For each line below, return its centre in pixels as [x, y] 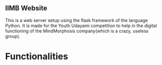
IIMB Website [26, 8]
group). [13, 36]
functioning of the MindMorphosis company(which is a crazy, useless [77, 31]
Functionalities [37, 56]
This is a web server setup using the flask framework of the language [77, 20]
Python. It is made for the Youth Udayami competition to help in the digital [81, 25]
